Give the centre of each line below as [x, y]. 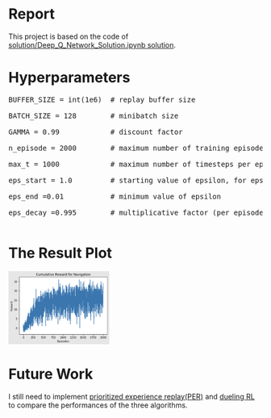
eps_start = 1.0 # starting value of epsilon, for [128, 180]
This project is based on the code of [69, 36]
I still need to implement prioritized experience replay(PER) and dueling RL [132, 396]
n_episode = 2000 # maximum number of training [119, 148]
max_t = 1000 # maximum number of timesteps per [130, 164]
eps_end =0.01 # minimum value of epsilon [115, 196]
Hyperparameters [69, 78]
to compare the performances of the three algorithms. [98, 405]
